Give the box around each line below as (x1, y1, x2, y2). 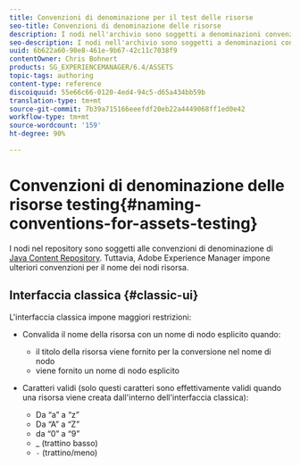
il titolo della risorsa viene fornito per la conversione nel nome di (35, 345, 272, 357)
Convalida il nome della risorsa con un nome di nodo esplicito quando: (21, 329, 281, 339)
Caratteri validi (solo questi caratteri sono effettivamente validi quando (21, 382, 282, 393)
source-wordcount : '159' (9, 121, 102, 130)
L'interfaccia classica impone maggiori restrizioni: (9, 312, 192, 322)
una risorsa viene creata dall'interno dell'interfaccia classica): (21, 392, 249, 403)
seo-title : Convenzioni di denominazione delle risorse (9, 21, 221, 30)
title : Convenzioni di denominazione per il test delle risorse (9, 12, 254, 22)
